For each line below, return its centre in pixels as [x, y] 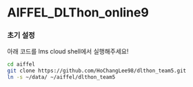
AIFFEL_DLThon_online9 [78, 13]
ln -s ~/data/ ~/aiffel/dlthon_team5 [61, 77]
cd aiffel [21, 64]
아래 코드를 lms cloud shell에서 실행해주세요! [68, 51]
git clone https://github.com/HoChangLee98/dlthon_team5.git [97, 71]
